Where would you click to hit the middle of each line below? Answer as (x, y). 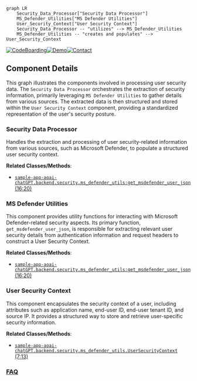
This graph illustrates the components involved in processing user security (96, 83)
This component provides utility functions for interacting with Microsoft (92, 217)
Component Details (42, 68)
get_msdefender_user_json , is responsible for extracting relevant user (89, 229)
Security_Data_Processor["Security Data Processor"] (82, 14)
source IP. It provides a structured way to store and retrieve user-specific (94, 316)
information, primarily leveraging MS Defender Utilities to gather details (94, 95)
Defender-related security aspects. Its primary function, (73, 222)
